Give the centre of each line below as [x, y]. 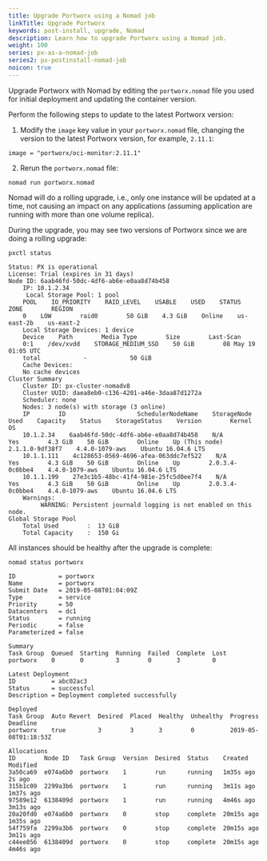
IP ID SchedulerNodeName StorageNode [137, 414]
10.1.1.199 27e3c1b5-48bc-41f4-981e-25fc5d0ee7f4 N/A [125, 476]
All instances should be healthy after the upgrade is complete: [110, 548]
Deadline [23, 723]
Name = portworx [51, 583]
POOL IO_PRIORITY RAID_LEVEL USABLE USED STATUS [132, 302]
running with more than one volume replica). [81, 214]
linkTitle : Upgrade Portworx [57, 23]
